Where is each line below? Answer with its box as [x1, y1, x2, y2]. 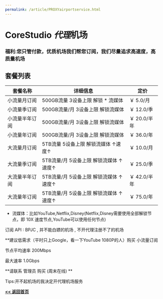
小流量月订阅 [7, 97, 37, 103]
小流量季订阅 [7, 106, 37, 113]
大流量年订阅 [7, 193, 37, 200]
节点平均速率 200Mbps [5, 247, 51, 253]
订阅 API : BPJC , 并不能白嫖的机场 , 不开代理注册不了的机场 [5, 227, 124, 233]
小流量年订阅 [7, 132, 37, 138]
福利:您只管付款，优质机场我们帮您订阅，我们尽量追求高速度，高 [5, 48, 156, 55]
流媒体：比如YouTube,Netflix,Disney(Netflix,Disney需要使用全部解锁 [12, 210, 148, 216]
